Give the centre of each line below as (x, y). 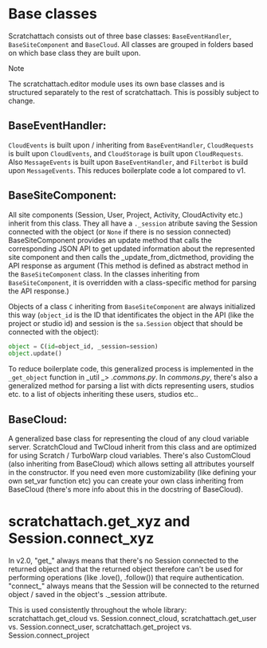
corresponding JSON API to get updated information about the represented (132, 249)
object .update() (35, 354)
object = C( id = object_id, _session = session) (83, 346)
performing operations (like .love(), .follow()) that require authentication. (126, 578)
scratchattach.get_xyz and (99, 522)
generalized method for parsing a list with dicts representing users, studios (132, 386)
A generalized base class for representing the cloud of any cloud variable (129, 438)
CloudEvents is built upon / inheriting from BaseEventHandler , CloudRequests (131, 145)
